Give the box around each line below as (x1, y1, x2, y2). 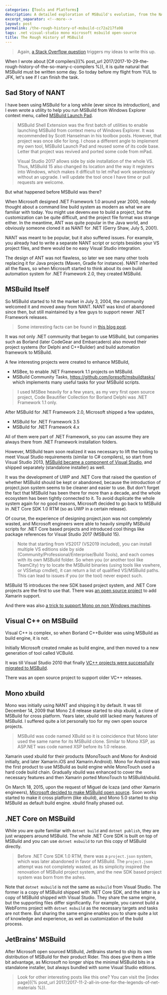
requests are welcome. (17, 179, 65, 185)
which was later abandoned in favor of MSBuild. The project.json (17, 858, 153, 864)
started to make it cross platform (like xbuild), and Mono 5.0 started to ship (5, 795, 158, 801)
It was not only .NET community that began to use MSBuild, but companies (5, 333, 159, 339)
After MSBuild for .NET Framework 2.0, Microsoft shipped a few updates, (5, 409, 155, 415)
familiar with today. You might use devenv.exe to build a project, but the (5, 209, 152, 215)
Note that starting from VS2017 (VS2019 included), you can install (17, 541, 152, 547)
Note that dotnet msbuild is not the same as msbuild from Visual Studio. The (5, 884, 162, 890)
